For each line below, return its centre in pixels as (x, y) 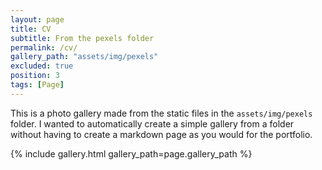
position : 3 (35, 76)
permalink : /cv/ (44, 47)
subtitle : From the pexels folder (82, 38)
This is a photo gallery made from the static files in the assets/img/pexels (161, 113)
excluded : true (42, 66)
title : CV (31, 29)
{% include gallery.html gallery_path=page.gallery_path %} (131, 153)
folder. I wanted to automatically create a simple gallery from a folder (152, 123)
